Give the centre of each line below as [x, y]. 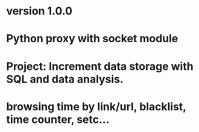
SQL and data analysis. [65, 79]
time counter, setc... [58, 119]
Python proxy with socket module [92, 39]
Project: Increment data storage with [100, 66]
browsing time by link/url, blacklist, [96, 106]
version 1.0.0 [39, 11]
